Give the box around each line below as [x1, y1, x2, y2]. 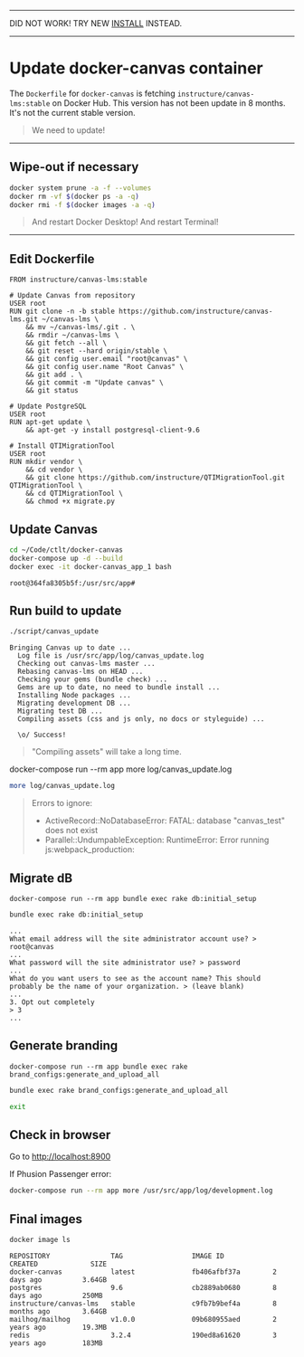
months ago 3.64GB [9, 1306, 107, 1316]
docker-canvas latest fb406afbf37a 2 [9, 1267, 278, 1276]
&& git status [25, 386, 79, 395]
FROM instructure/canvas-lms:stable [9, 275, 147, 285]
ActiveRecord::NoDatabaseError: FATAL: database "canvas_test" [44, 815, 285, 826]
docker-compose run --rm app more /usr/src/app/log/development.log [9, 1186, 273, 1195]
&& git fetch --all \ [25, 338, 107, 348]
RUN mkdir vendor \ [9, 458, 83, 467]
